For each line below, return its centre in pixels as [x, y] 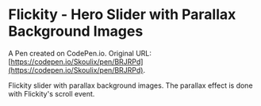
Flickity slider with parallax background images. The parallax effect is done [130, 85]
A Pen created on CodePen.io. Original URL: [80, 53]
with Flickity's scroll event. [52, 93]
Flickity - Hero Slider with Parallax [122, 15]
